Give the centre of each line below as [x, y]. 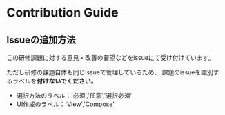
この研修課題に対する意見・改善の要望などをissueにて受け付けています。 [110, 57]
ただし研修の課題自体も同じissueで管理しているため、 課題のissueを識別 [110, 72]
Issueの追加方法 [41, 40]
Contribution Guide [62, 13]
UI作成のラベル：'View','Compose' [66, 104]
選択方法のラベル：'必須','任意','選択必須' [74, 95]
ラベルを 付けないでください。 [55, 81]
